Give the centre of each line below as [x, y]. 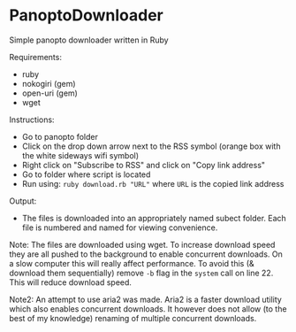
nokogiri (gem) [49, 83]
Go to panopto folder [60, 136]
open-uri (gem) [49, 93]
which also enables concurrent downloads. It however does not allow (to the [148, 309]
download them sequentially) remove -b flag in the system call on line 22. [141, 273]
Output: [23, 201]
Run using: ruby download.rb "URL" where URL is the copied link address [153, 183]
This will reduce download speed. [71, 282]
